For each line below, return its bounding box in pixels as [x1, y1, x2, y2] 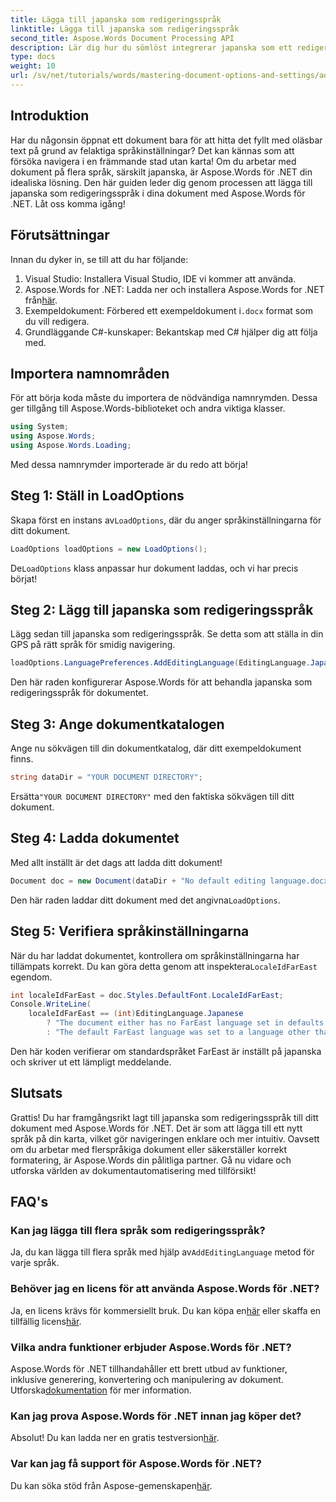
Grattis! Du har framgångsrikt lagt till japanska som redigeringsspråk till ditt [10, 1111, 319, 1123]
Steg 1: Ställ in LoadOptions [10, 487, 185, 505]
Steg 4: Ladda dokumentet [10, 830, 180, 847]
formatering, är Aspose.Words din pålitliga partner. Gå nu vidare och [10, 1154, 292, 1166]
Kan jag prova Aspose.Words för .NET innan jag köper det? [10, 1409, 302, 1423]
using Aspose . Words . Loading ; [10, 441, 132, 451]
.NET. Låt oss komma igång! [10, 197, 126, 210]
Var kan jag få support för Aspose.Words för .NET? [10, 1457, 262, 1471]
